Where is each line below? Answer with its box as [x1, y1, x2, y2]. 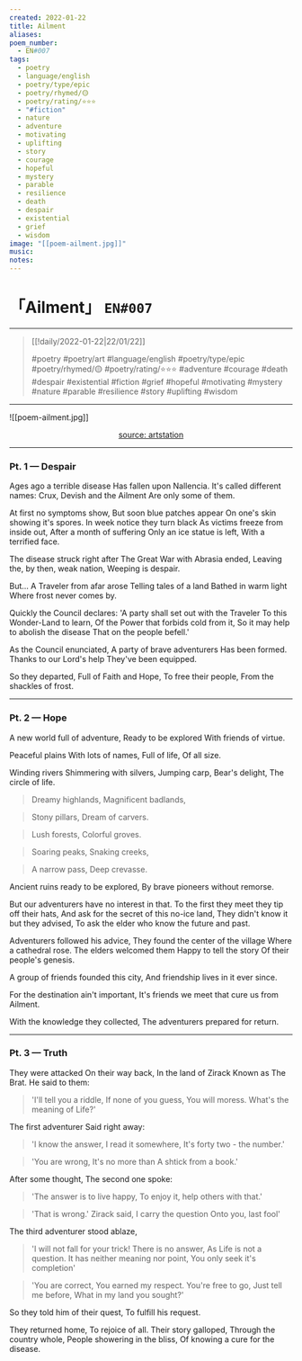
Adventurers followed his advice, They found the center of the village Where [9, 935, 292, 945]
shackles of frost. [9, 681, 75, 692]
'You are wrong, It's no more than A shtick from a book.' [31, 1156, 238, 1167]
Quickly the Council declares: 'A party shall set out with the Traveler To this [9, 608, 288, 619]
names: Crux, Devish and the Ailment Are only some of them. [9, 490, 235, 501]
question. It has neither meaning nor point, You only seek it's [31, 1252, 256, 1264]
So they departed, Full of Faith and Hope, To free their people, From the [9, 671, 274, 682]
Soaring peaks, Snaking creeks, [31, 846, 149, 857]
